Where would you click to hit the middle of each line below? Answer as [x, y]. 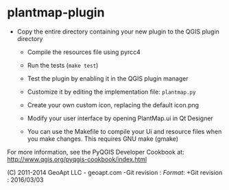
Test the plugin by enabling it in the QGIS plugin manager [108, 78]
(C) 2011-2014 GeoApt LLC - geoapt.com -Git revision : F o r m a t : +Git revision [115, 172]
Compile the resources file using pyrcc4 [84, 52]
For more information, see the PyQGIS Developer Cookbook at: [96, 152]
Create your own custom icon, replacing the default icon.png [113, 105]
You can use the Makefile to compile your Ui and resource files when [124, 131]
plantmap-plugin [56, 13]
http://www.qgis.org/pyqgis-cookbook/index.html [77, 159]
